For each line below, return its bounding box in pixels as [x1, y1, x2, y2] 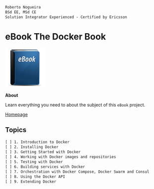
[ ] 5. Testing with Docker [5, 159, 63, 164]
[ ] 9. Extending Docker [5, 179, 56, 184]
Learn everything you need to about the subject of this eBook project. [5, 101, 145, 108]
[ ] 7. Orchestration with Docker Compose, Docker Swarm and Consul [5, 169, 150, 174]
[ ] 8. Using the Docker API [5, 174, 65, 179]
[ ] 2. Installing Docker [5, 144, 58, 149]
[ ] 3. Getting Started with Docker [5, 149, 81, 154]
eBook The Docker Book [5, 31, 106, 43]
